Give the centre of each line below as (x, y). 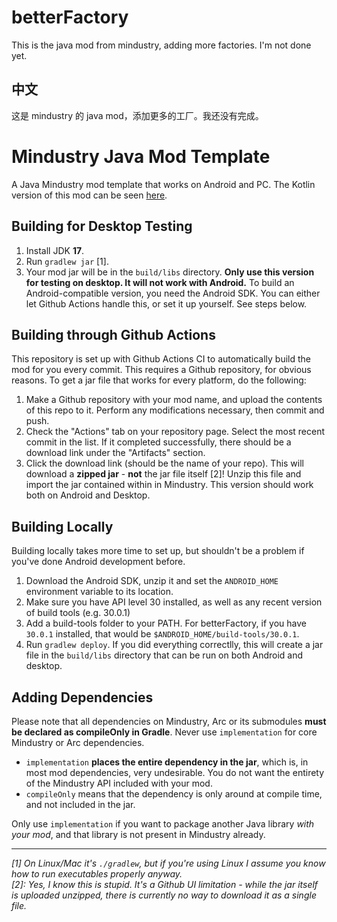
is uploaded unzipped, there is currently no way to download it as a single (164, 895)
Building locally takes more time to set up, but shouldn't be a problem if (158, 551)
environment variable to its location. (99, 592)
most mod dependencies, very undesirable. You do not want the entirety (175, 772)
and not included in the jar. (80, 804)
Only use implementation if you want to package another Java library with (163, 823)
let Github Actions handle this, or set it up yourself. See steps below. (166, 303)
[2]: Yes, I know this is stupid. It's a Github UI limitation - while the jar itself (165, 884)
